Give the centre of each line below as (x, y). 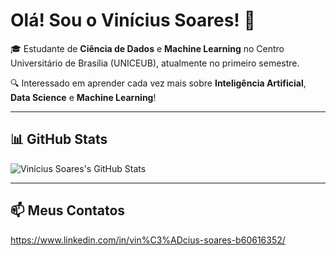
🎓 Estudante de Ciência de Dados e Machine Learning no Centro (147, 48)
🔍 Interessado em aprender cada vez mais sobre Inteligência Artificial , (158, 83)
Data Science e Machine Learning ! (83, 97)
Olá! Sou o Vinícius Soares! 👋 (133, 20)
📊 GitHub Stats (59, 139)
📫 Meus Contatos (68, 210)
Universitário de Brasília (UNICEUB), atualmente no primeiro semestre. (155, 63)
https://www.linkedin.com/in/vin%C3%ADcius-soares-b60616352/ (148, 240)
